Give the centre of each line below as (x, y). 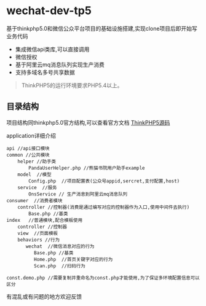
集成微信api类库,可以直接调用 (52, 49)
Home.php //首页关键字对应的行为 (73, 259)
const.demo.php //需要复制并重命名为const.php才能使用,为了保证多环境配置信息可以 (103, 278)
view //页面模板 (38, 233)
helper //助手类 (37, 161)
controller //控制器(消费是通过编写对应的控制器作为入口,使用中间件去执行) (104, 207)
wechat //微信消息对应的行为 (60, 246)
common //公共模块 (28, 155)
